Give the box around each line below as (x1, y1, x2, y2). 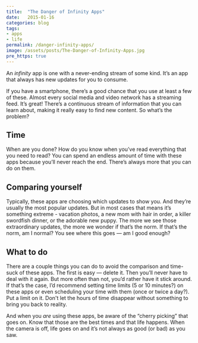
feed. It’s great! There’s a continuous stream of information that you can (6, 100, 182, 107)
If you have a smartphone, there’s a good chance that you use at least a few (6, 87, 192, 94)
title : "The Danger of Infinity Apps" (6, 8, 105, 15)
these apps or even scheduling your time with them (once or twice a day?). (6, 288, 190, 295)
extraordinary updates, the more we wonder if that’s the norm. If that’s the (6, 223, 187, 230)
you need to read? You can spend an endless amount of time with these (6, 152, 183, 159)
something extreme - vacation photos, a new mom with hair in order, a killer (6, 211, 191, 218)
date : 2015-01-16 (6, 14, 55, 20)
